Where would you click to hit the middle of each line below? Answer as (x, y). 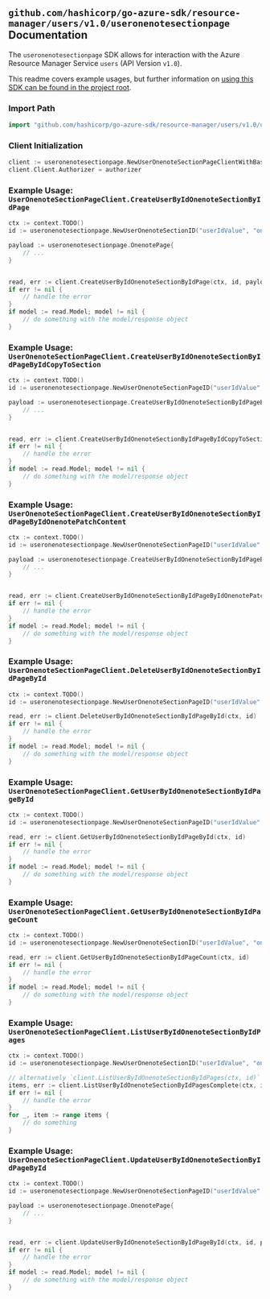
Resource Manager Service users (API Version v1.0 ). (95, 63)
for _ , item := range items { (59, 1115)
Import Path (32, 108)
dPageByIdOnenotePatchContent (67, 521)
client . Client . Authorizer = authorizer (75, 170)
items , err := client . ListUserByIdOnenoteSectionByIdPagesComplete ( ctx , (133, 1085)
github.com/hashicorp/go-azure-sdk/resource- (125, 13)
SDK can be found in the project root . (70, 87)
